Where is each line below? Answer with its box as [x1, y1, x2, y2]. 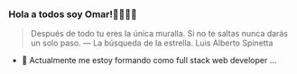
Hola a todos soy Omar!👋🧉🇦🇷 [8, 8, 137, 21]
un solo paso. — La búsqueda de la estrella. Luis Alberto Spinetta [30, 37, 274, 48]
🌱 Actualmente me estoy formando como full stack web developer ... [21, 55, 277, 66]
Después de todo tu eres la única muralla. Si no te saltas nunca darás [30, 29, 288, 39]
